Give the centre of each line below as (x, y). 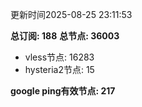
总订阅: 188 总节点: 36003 (65, 36)
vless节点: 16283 (59, 57)
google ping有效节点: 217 (63, 91)
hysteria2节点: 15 (59, 69)
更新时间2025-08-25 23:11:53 (71, 14)
